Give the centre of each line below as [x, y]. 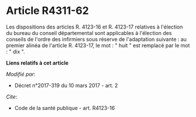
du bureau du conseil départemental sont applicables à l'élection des [89, 33]
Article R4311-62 [48, 11]
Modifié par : [21, 74]
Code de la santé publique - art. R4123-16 [64, 108]
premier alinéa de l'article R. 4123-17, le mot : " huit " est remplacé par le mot [98, 45]
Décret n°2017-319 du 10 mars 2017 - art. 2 [66, 85]
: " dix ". [15, 51]
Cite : [12, 97]
